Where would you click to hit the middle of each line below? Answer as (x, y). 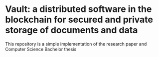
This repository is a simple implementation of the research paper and (76, 44)
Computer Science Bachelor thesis (41, 49)
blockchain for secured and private (79, 20)
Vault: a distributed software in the (79, 9)
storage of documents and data (72, 30)
